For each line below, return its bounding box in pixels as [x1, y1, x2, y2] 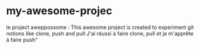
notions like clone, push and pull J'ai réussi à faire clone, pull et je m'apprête [6, 30, 194, 37]
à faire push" [6, 36, 38, 43]
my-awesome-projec [6, 4, 112, 18]
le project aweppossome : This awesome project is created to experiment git [6, 24, 194, 31]
